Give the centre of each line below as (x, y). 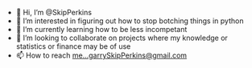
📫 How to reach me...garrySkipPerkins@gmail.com (101, 55)
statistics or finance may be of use (73, 46)
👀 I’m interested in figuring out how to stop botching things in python (130, 21)
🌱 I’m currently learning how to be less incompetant (101, 29)
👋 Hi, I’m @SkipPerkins (54, 12)
